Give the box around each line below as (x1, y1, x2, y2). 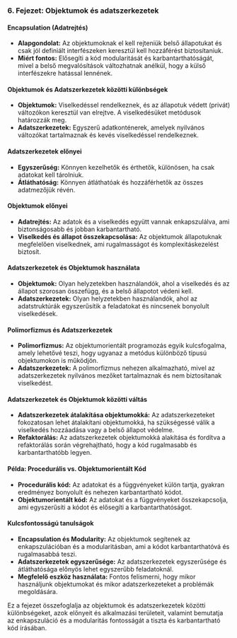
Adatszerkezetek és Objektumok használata (7, 264, 140, 272)
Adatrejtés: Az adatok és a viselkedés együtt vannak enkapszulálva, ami (17, 217, 230, 226)
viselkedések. (17, 309, 58, 318)
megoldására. (17, 587, 58, 596)
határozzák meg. (17, 116, 67, 124)
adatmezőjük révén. (17, 185, 76, 194)
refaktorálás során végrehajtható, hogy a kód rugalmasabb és (17, 441, 197, 449)
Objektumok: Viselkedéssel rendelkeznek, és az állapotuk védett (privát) (17, 101, 231, 110)
